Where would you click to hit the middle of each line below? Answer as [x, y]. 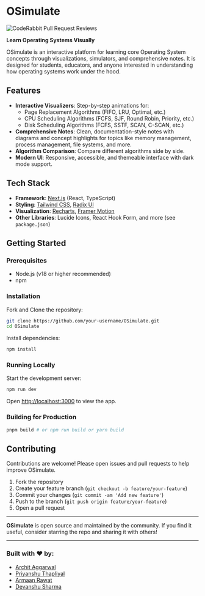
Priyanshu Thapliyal [40, 573]
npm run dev [21, 390]
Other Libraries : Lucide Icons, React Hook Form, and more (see [95, 217]
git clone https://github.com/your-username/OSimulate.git [83, 321]
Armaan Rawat [34, 580]
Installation [23, 296]
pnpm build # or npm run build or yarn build [65, 430]
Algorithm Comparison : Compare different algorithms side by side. [100, 151]
